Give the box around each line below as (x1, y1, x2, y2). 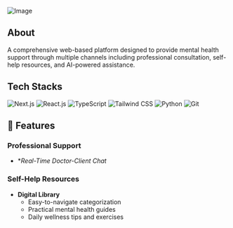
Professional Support (7, 140, 82, 150)
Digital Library (17, 190, 60, 199)
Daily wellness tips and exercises (27, 213, 124, 221)
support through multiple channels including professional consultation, (7, 53, 212, 61)
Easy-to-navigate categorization (27, 197, 121, 206)
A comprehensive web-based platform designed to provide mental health (7, 46, 220, 54)
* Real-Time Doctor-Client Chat (17, 156, 107, 165)
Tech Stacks (7, 81, 63, 93)
